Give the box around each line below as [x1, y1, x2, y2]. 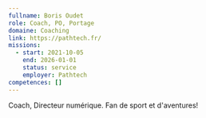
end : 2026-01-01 [22, 57, 77, 65]
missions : [8, 41, 42, 49]
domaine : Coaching [8, 26, 69, 34]
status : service [22, 64, 77, 72]
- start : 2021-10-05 [15, 49, 84, 57]
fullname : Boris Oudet [8, 11, 84, 20]
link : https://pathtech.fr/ [8, 33, 102, 42]
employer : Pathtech [22, 71, 88, 79]
